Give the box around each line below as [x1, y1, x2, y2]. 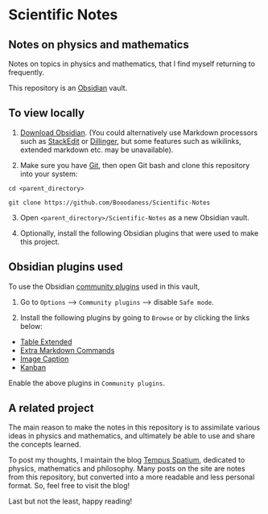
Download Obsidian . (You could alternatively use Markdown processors [19, 127, 258, 138]
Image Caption [19, 354, 69, 364]
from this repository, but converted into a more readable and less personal [8, 472, 255, 482]
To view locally [8, 106, 85, 120]
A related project [8, 401, 94, 415]
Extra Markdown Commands [19, 345, 115, 355]
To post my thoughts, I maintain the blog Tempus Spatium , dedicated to [8, 455, 245, 465]
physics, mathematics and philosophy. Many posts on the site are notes [8, 464, 245, 474]
